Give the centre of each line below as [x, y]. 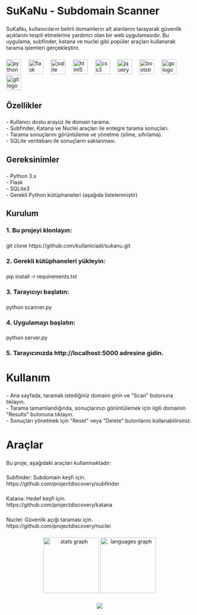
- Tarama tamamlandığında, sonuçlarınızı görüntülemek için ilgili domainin [96, 408]
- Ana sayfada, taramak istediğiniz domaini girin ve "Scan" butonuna [90, 396]
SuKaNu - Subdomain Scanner [83, 11]
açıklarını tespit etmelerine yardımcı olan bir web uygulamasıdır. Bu [88, 35]
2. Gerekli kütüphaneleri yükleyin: [56, 261]
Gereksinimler [33, 159]
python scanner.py [29, 307]
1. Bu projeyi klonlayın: [39, 230]
